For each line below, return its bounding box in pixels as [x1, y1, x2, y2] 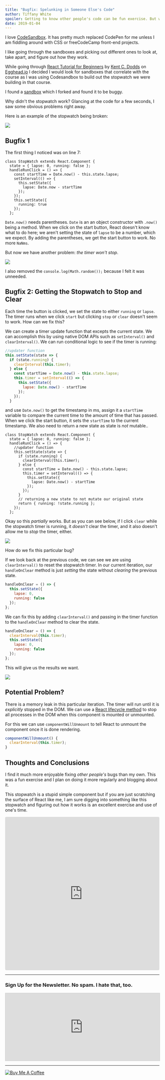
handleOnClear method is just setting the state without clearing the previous [5, 567, 158, 573]
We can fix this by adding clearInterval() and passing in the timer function [5, 614, 158, 620]
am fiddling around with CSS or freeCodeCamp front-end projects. [5, 40, 140, 46]
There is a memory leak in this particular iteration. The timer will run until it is [5, 701, 160, 707]
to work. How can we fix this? [5, 318, 65, 324]
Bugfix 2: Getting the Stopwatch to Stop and [5, 288, 142, 296]
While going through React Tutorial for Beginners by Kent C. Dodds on [5, 64, 146, 70]
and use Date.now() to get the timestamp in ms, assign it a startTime [5, 407, 143, 413]
